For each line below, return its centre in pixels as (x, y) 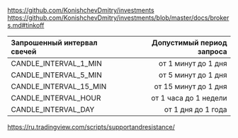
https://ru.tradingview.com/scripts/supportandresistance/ (91, 127)
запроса (212, 51)
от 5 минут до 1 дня (193, 75)
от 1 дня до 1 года (195, 109)
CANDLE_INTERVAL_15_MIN (59, 86)
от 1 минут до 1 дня (193, 63)
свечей (24, 51)
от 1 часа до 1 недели (189, 98)
